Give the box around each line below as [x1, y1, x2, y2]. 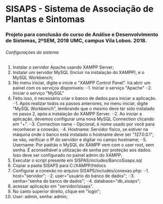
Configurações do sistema [5, 49, 59, 55]
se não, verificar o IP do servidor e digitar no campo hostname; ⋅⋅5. [12, 137, 147, 143]
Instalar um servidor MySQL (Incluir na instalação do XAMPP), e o [12, 70, 145, 75]
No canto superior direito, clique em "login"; [12, 188, 101, 194]
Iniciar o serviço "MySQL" [12, 90, 65, 96]
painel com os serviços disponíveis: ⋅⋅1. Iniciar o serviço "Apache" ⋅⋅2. [12, 85, 152, 91]
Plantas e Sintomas [5, 14, 85, 25]
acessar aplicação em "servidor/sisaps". [12, 184, 94, 189]
